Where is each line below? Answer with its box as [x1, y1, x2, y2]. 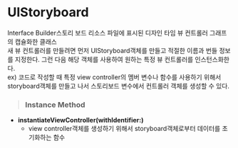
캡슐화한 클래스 [14, 37, 57, 46]
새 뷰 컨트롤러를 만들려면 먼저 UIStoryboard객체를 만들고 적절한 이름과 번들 [7, 46, 218, 55]
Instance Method [24, 100, 86, 110]
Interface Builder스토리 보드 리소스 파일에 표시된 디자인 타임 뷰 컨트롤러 [7, 28, 208, 37]
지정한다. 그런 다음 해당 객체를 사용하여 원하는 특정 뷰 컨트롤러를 [14, 55, 194, 64]
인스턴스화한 [195, 55, 230, 64]
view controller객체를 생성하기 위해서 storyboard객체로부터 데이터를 [28, 125, 221, 133]
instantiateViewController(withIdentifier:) [17, 116, 144, 125]
